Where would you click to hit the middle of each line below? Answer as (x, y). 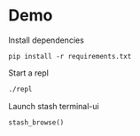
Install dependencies (47, 40)
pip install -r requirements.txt (70, 56)
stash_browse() (36, 122)
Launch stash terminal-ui (54, 106)
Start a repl (29, 73)
